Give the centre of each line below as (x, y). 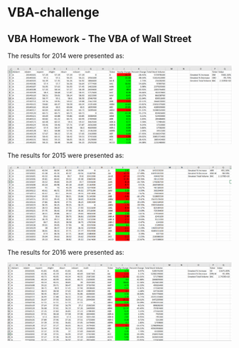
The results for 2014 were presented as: (66, 56)
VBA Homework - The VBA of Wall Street (100, 39)
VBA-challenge (53, 12)
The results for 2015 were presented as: (66, 155)
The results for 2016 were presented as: (66, 252)
